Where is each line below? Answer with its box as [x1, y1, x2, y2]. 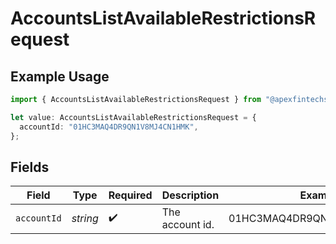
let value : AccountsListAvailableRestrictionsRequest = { [10, 112, 257, 122]
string [71, 212, 99, 226]
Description [161, 188, 220, 202]
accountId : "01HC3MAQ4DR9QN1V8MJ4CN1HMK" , [19, 122, 199, 132]
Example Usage [10, 68, 110, 85]
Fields [10, 158, 50, 176]
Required [108, 188, 153, 202]
